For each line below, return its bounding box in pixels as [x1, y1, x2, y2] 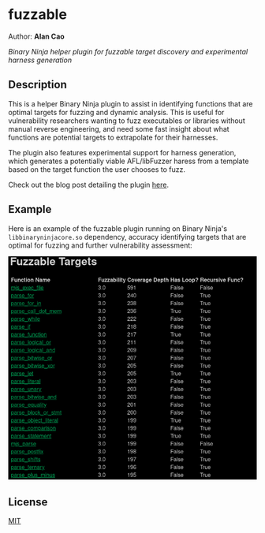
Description [8, 78, 67, 91]
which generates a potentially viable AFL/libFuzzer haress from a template [8, 156, 249, 166]
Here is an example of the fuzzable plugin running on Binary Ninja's [8, 223, 227, 233]
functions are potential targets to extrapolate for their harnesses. [8, 132, 218, 142]
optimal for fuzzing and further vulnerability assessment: [8, 240, 193, 250]
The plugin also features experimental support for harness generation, [8, 147, 237, 157]
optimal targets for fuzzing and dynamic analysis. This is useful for [8, 107, 225, 117]
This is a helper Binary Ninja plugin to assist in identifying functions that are [8, 99, 254, 108]
